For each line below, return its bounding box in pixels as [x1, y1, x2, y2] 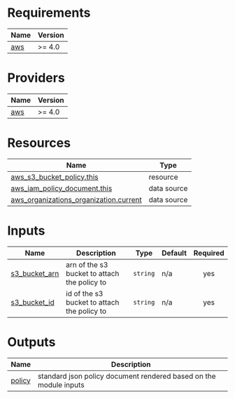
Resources [7, 135, 71, 151]
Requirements [7, 5, 91, 21]
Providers [7, 70, 65, 86]
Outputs [7, 334, 56, 350]
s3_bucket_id [10, 297, 55, 307]
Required [193, 248, 225, 258]
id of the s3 [66, 289, 104, 298]
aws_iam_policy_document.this [10, 183, 113, 193]
